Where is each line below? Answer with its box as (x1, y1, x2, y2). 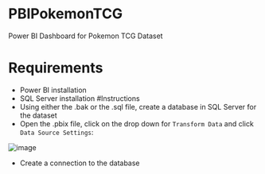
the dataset (19, 110, 57, 120)
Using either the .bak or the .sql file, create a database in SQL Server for (19, 102, 257, 111)
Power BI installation (19, 85, 88, 95)
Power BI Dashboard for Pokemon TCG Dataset (8, 31, 163, 41)
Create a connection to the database (19, 158, 141, 168)
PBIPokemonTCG (8, 5, 123, 23)
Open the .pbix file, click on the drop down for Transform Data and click (19, 118, 255, 128)
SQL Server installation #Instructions (19, 93, 141, 103)
